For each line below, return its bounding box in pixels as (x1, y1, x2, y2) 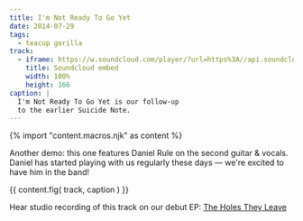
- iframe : (17, 55, 54, 64)
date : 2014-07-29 (9, 22, 75, 31)
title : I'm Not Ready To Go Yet (9, 13, 131, 23)
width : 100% (25, 72, 70, 81)
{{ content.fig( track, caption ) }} (9, 184, 129, 195)
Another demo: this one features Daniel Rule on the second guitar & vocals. (9, 148, 289, 159)
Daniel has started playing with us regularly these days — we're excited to (9, 157, 284, 168)
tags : (9, 30, 30, 39)
